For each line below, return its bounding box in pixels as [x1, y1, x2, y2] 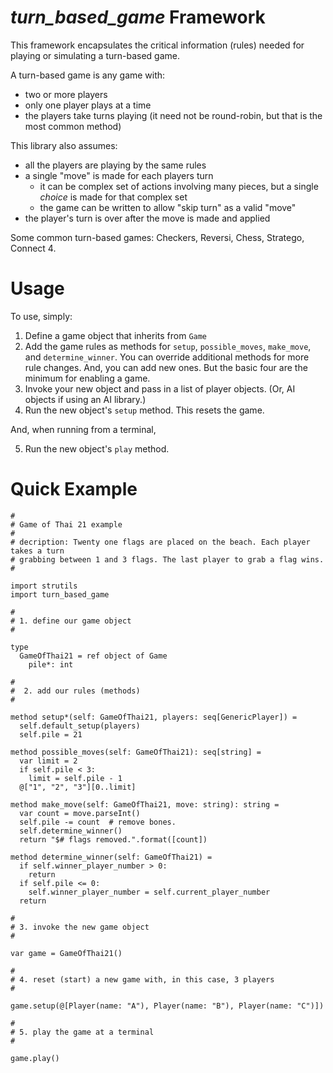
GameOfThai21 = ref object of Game [19, 651, 168, 661]
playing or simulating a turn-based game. [10, 49, 181, 61]
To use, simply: [10, 310, 73, 322]
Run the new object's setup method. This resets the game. [24, 404, 265, 416]
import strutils [10, 581, 78, 591]
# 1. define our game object [10, 616, 132, 626]
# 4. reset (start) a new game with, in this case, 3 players [10, 974, 275, 985]
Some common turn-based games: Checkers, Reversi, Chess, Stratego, [10, 231, 305, 243]
